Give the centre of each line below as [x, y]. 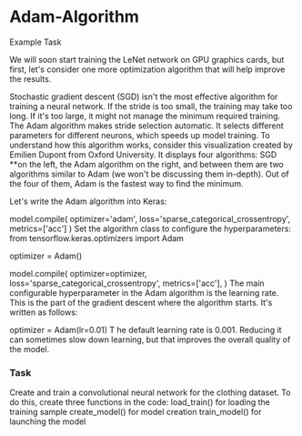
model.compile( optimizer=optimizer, [78, 273]
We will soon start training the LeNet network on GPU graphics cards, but [147, 59]
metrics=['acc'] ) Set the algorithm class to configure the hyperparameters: [150, 228]
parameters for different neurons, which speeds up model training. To [140, 135]
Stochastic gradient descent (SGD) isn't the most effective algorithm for [144, 96]
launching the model [48, 421]
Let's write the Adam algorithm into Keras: [88, 201]
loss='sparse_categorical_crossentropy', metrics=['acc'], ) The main [137, 283]
